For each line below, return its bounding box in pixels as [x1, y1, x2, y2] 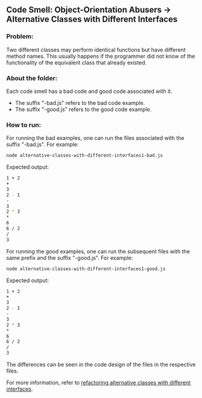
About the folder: [6, 74, 58, 82]
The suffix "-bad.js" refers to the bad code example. [14, 99, 145, 106]
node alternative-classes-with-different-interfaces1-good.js [6, 265, 166, 272]
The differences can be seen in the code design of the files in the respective [6, 361, 196, 368]
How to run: [6, 121, 42, 129]
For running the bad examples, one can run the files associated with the [6, 134, 185, 142]
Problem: [6, 33, 34, 41]
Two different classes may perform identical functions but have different [6, 46, 186, 53]
